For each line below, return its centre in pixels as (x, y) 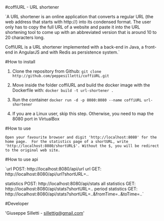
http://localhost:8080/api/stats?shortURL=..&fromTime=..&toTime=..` (74, 194)
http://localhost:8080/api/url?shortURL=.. (47, 174)
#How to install (20, 62)
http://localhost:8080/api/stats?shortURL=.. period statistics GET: (71, 189)
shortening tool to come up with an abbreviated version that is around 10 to (81, 32)
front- (151, 47)
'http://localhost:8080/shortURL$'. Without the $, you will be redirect (82, 146)
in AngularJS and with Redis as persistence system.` (67, 52)
